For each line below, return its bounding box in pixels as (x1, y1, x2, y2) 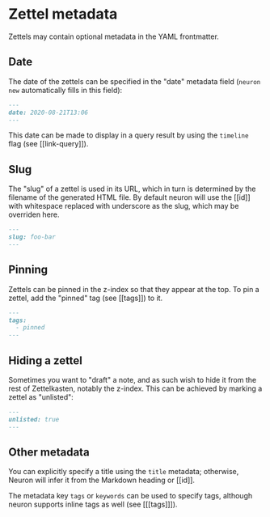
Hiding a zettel (8, 354, 83, 367)
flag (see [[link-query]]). (8, 139, 89, 149)
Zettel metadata (8, 5, 118, 23)
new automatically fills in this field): (8, 85, 123, 95)
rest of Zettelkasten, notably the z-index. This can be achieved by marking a (8, 384, 263, 393)
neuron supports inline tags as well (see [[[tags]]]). (8, 499, 178, 510)
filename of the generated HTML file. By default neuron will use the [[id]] (8, 193, 251, 202)
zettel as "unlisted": (8, 392, 74, 401)
